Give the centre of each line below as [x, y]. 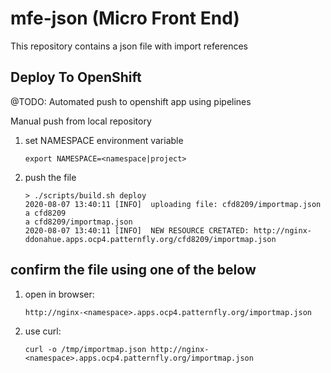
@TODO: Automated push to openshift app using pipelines [131, 101]
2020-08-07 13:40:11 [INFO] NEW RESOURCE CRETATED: [137, 230]
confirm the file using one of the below [133, 270]
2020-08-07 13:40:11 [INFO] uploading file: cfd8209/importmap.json [173, 204]
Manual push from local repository [81, 121]
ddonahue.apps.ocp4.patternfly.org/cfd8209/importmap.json [150, 239]
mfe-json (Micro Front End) [125, 18]
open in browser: [59, 294]
